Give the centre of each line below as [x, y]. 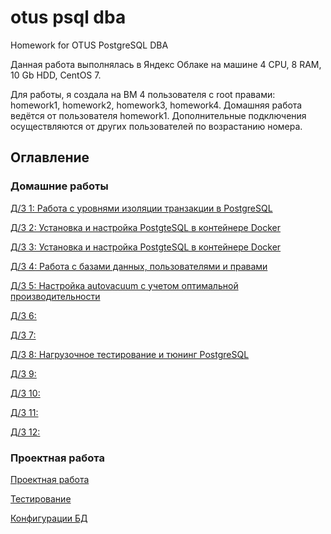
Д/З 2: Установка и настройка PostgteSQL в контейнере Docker [146, 227]
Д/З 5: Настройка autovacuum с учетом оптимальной [124, 285]
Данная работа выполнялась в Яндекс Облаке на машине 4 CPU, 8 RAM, [166, 64]
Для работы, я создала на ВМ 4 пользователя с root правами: [143, 94]
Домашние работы [59, 186]
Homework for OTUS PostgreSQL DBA [89, 45]
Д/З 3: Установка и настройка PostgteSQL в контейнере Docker [146, 247]
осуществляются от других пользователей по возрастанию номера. [156, 126]
